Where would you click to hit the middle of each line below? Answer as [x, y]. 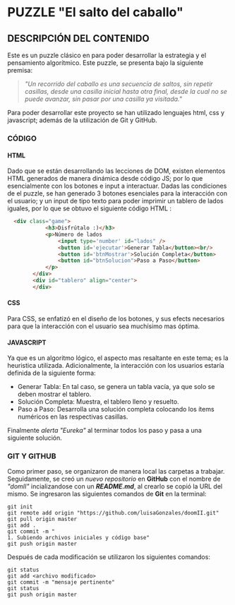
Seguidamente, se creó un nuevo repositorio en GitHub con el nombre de [114, 479]
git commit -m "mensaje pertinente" [61, 582]
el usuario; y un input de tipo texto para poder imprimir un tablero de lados [115, 201]
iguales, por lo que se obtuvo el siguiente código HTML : [89, 208]
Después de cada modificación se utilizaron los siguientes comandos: [109, 557]
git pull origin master [42, 520]
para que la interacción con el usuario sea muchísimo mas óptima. [103, 326]
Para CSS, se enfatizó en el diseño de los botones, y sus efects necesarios [116, 318]
